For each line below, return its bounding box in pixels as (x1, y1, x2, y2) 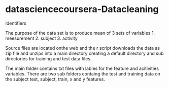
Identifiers (5, 20, 27, 26)
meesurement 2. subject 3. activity (5, 35, 78, 41)
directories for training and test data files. (5, 55, 92, 61)
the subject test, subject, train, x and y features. (5, 76, 105, 82)
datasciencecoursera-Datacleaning (5, 4, 159, 15)
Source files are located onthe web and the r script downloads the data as (5, 45, 160, 51)
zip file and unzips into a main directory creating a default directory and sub (5, 50, 164, 56)
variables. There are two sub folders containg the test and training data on (5, 70, 161, 76)
